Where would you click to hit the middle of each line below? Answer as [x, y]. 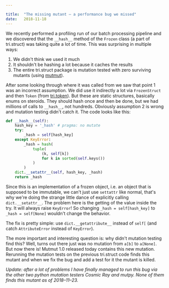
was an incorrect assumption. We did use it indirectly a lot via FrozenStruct [83, 90]
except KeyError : [33, 139]
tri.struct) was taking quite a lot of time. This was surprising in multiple [78, 44]
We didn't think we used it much [46, 59]
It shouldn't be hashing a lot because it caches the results [73, 64]
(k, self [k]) [55, 154]
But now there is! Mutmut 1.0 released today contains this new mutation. [80, 249]
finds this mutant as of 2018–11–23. [42, 280]
